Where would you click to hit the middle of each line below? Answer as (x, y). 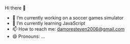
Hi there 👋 (15, 8)
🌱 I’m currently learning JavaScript (49, 23)
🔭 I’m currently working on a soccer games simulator (68, 18)
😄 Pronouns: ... (29, 36)
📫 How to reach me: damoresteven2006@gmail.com (68, 29)
